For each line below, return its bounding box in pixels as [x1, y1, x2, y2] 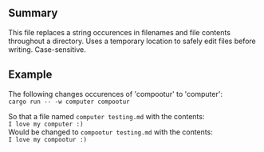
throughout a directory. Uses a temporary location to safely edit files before [8, 36, 257, 46]
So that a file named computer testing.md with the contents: [8, 111, 205, 121]
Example [8, 68, 53, 82]
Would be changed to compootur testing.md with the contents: [8, 127, 213, 137]
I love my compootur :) [8, 135, 88, 143]
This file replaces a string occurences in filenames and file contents [8, 27, 231, 37]
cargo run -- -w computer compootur [8, 98, 130, 106]
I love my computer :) [8, 120, 84, 128]
